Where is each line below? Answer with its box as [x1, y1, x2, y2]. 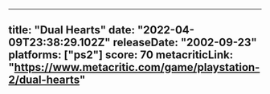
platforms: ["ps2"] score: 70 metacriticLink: [8, 49, 234, 62]
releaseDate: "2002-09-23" [112, 36, 257, 49]
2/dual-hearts [8, 73, 80, 87]
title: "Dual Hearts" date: [8, 23, 135, 37]
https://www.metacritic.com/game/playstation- [14, 61, 260, 74]
